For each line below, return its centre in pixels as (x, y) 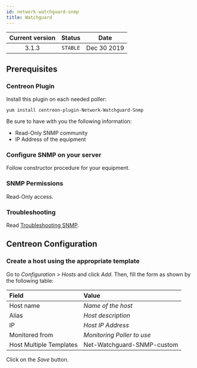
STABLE (71, 48)
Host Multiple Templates (44, 345)
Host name (25, 306)
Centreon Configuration (52, 244)
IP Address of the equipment (50, 139)
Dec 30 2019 (105, 47)
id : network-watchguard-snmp (43, 12)
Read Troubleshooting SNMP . (43, 225)
